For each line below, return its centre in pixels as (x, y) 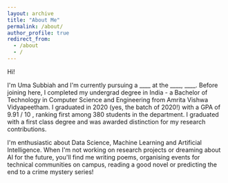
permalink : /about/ (35, 26)
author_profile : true (38, 33)
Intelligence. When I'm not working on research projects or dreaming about (114, 150)
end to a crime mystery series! (50, 172)
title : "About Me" (34, 20)
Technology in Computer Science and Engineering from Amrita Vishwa (108, 99)
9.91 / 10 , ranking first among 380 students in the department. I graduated (113, 114)
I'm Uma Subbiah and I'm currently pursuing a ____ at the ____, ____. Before (113, 85)
